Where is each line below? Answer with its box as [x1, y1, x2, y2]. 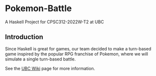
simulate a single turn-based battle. [5, 56, 76, 62]
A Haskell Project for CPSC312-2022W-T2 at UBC [5, 19, 104, 25]
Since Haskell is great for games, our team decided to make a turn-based [5, 46, 152, 51]
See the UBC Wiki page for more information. [5, 65, 95, 71]
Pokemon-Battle [5, 3, 72, 14]
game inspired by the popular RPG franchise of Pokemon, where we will [5, 51, 149, 57]
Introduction [5, 33, 44, 41]
